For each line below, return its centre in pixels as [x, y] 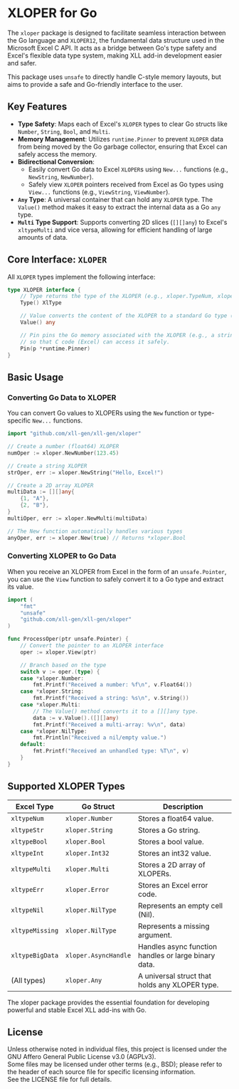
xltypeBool [29, 841]
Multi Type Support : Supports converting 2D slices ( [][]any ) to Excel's [122, 222]
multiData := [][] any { [41, 492]
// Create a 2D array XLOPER [51, 485]
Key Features [37, 107]
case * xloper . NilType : [54, 731]
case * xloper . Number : [52, 678]
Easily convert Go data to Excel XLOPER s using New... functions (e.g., [128, 169]
